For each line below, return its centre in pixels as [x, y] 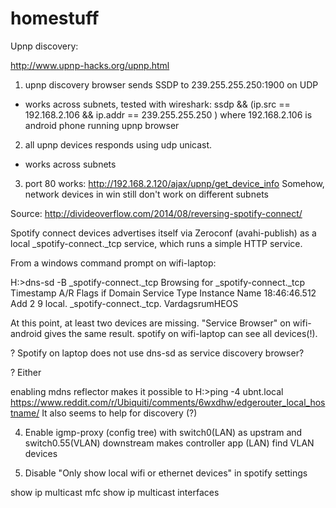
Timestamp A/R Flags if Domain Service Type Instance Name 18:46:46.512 [163, 293]
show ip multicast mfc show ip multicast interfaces [115, 492]
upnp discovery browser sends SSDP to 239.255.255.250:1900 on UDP [171, 84]
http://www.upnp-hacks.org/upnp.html [90, 65]
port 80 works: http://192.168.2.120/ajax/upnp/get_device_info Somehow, [174, 183]
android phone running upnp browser [102, 125]
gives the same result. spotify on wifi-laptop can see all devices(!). [181, 333]
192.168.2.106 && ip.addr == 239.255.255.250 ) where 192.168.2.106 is [168, 114]
